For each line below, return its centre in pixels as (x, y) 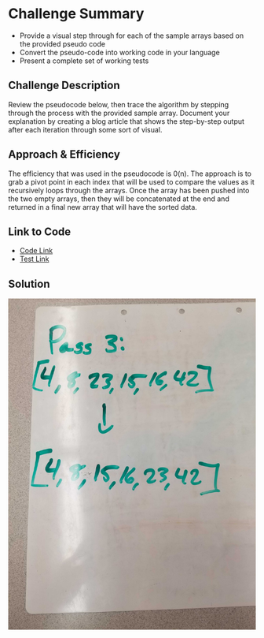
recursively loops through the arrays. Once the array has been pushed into (129, 190)
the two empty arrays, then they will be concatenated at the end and (119, 199)
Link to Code (40, 231)
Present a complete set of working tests (84, 61)
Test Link (34, 259)
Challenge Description (64, 86)
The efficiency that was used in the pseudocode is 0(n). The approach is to (130, 173)
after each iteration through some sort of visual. (85, 129)
